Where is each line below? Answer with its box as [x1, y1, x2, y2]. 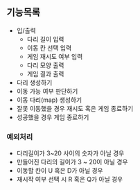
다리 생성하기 [16, 78, 53, 87]
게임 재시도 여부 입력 [26, 52, 83, 60]
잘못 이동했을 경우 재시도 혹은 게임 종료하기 [16, 104, 134, 112]
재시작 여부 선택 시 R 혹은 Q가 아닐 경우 [16, 175, 123, 184]
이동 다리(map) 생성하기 [16, 96, 82, 104]
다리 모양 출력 [26, 61, 64, 69]
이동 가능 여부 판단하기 [16, 87, 78, 95]
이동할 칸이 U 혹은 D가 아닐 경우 [16, 166, 103, 175]
